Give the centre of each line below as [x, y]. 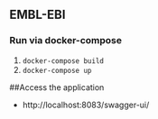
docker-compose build [63, 61]
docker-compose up [57, 70]
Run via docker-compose [65, 41]
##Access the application [57, 87]
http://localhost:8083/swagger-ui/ [86, 105]
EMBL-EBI [37, 15]
